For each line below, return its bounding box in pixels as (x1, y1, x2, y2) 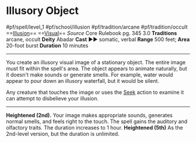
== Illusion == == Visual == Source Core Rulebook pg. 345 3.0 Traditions (6, 29, 177, 36)
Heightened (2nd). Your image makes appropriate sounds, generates (6, 111, 173, 118)
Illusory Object (6, 4, 79, 18)
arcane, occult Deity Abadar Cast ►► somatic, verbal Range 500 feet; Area (6, 36, 190, 43)
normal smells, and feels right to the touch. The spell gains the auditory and (6, 118, 188, 125)
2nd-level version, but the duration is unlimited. (6, 130, 120, 137)
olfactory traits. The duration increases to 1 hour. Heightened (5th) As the (6, 124, 183, 131)
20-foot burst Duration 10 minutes (6, 42, 89, 49)
